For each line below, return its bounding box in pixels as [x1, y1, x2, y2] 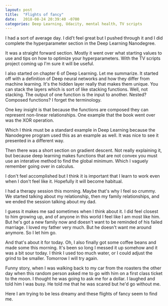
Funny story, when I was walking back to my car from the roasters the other [5, 265, 161, 271]
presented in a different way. [5, 138, 65, 144]
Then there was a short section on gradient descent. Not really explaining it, [5, 147, 162, 153]
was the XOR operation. [5, 117, 54, 123]
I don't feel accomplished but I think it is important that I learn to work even [5, 173, 160, 179]
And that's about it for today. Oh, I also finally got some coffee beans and [5, 239, 156, 245]
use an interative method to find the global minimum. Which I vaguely [5, 158, 148, 164]
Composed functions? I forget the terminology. [5, 97, 102, 103]
